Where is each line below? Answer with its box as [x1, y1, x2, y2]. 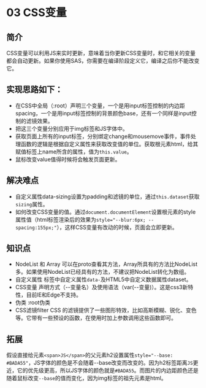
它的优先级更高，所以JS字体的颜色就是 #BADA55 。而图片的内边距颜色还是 [17, 367, 199, 374]
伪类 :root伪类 [15, 299, 51, 306]
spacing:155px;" [15, 225, 57, 231]
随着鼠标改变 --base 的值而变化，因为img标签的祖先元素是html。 [6, 374, 167, 382]
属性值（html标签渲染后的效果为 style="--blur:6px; [15, 215, 146, 223]
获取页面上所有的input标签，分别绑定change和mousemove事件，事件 [15, 133, 191, 140]
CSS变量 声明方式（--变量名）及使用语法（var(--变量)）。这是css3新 [15, 284, 188, 291]
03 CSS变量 [6, 6, 67, 20]
